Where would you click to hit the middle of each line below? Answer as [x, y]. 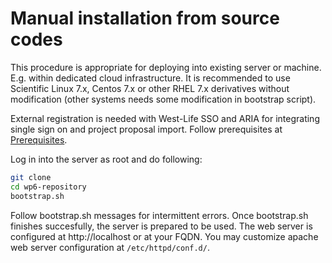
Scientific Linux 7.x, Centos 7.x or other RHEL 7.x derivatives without [150, 88]
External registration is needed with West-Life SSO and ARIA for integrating [165, 118]
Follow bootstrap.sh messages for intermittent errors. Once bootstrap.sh [159, 215]
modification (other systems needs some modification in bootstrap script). [163, 99]
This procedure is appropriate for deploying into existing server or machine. [166, 67]
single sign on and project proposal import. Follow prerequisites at [146, 129]
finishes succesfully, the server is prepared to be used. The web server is [161, 226]
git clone [31, 177]
